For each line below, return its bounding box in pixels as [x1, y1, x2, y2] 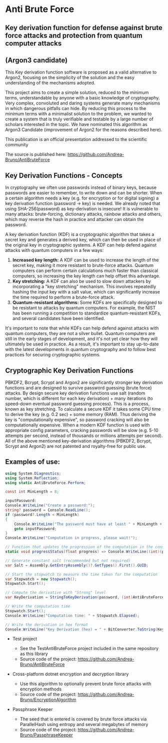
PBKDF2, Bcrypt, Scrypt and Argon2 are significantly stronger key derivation [5, 379, 163, 385]
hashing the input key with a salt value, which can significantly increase [12, 289, 160, 295]
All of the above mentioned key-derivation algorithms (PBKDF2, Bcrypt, [5, 438, 152, 444]
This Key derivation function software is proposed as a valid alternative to [5, 69, 157, 75]
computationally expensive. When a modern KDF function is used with [5, 422, 150, 428]
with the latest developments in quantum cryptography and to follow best [5, 346, 156, 352]
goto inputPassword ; [14, 526, 57, 531]
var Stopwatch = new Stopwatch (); [5, 576, 77, 581]
